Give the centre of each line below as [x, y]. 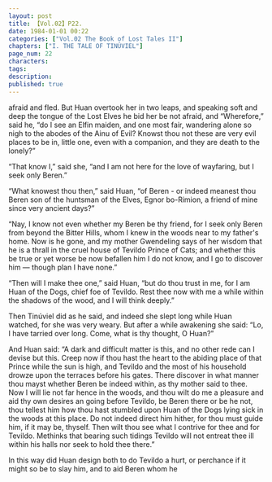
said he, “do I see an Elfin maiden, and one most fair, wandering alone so [130, 125]
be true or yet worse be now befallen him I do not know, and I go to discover [136, 258]
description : [30, 77]
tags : [17, 69]
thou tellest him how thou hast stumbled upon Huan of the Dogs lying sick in [136, 410]
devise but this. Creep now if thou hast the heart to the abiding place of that [135, 357]
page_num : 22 [30, 54]
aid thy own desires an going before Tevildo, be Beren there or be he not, [131, 401]
